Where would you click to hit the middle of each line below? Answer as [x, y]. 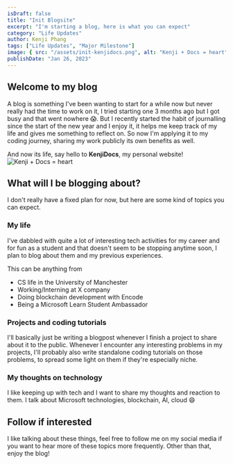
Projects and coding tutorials [57, 322]
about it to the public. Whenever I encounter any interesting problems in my [115, 345]
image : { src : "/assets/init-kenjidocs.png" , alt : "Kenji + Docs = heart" [118, 53]
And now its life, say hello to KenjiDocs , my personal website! [95, 154]
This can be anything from [45, 269]
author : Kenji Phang [37, 40]
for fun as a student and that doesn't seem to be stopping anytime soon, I [112, 248]
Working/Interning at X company [64, 290]
